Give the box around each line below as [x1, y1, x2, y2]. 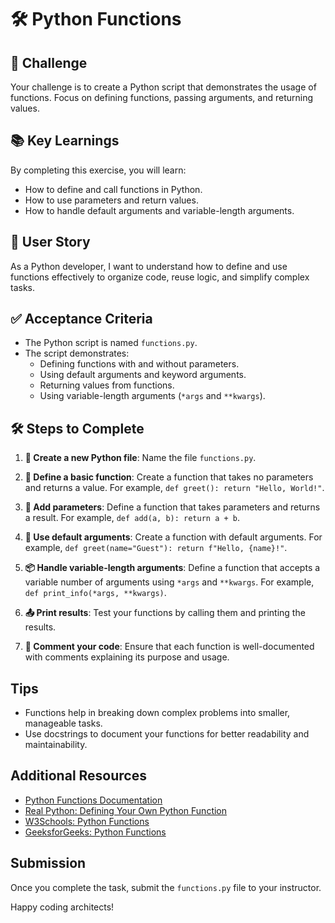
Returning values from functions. [39, 379, 175, 391]
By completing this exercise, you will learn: [10, 164, 187, 176]
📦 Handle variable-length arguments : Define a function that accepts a [24, 562, 321, 574]
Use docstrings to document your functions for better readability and [24, 728, 310, 740]
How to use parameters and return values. [24, 194, 199, 206]
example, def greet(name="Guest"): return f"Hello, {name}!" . [24, 542, 288, 554]
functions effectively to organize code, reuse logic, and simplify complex [10, 271, 310, 283]
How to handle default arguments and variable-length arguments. [24, 204, 295, 216]
